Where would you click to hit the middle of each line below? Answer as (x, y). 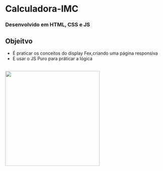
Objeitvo (19, 41)
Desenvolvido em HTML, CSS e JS (48, 25)
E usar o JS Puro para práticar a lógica (52, 58)
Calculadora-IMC (42, 9)
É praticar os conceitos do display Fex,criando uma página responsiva (85, 53)
